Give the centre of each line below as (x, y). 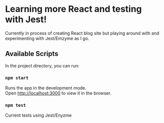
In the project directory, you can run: (42, 65)
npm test (16, 105)
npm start (17, 78)
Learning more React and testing (74, 9)
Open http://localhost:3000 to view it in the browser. (58, 93)
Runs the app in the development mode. (46, 88)
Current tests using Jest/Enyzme (39, 115)
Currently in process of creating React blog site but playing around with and (82, 33)
